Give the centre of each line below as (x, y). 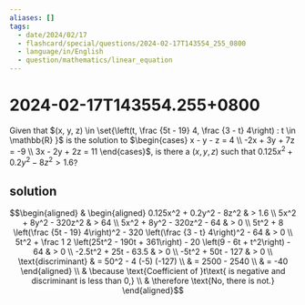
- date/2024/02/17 (53, 35)
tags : (20, 26)
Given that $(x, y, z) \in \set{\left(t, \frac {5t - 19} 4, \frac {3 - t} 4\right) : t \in (152, 130)
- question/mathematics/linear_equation (95, 60)
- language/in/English (61, 52)
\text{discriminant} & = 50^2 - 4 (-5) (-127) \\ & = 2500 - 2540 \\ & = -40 (153, 261)
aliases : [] (32, 18)
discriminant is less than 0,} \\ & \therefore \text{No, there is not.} (153, 281)
